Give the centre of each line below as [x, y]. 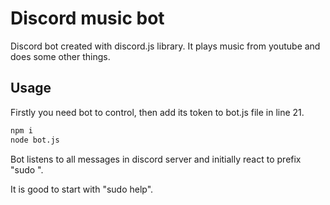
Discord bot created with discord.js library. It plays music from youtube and [165, 46]
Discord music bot [87, 18]
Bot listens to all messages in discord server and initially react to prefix [156, 159]
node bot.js [35, 140]
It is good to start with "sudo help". [82, 189]
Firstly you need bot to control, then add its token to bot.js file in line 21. [157, 112]
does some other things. [60, 56]
